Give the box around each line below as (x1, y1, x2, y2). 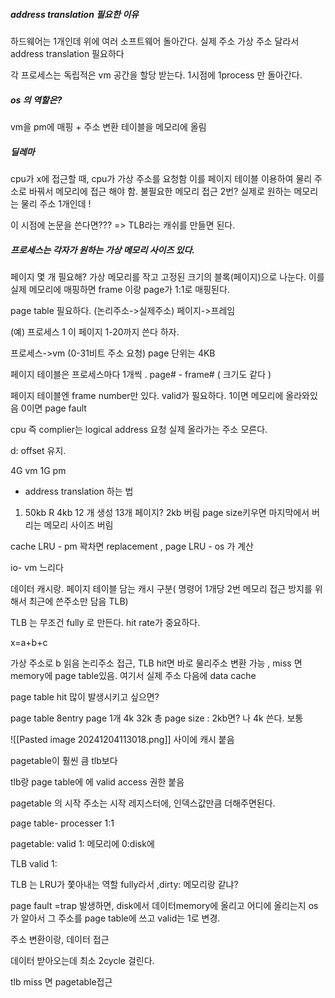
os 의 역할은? (10, 94, 63, 106)
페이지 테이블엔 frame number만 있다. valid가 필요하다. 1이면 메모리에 (10, 389, 284, 401)
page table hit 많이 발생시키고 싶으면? (10, 690, 160, 703)
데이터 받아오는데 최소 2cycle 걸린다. (10, 954, 155, 966)
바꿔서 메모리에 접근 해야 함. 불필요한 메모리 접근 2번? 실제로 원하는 (28, 185, 292, 197)
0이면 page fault (20, 402, 87, 414)
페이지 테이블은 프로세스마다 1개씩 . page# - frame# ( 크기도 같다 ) (10, 368, 272, 380)
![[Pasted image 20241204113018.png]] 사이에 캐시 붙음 (10, 733, 235, 745)
